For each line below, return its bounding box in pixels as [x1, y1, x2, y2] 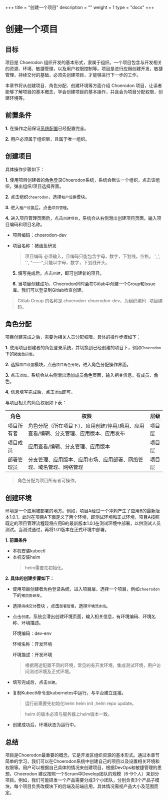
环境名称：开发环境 [12, 641, 52, 647]
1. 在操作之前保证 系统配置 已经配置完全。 [5, 125, 89, 131]
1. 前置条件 [5, 537, 27, 543]
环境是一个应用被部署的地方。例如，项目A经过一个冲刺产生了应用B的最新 [5, 508, 156, 514]
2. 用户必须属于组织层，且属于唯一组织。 [5, 136, 90, 142]
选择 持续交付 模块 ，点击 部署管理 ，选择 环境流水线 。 [12, 603, 111, 609]
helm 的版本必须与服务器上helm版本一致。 [24, 711, 112, 717]
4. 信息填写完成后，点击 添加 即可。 [5, 389, 75, 395]
